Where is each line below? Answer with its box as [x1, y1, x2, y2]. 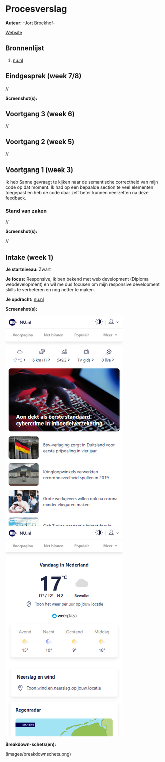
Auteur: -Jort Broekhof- [5, 20, 55, 26]
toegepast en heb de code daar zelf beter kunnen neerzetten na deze [5, 190, 149, 195]
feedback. [5, 195, 26, 201]
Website [5, 29, 23, 35]
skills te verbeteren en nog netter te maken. [5, 287, 95, 293]
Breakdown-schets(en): [5, 741, 56, 747]
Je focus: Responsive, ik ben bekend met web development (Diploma [5, 276, 149, 282]
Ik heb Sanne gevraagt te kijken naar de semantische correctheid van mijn [5, 179, 158, 185]
